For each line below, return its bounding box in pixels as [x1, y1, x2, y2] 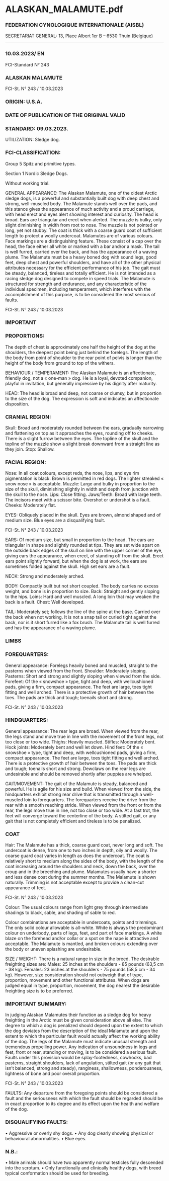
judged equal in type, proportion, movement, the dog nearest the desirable [5, 982, 160, 989]
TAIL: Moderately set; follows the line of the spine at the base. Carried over [5, 609, 161, 615]
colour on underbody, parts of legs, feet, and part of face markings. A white [5, 930, 162, 936]
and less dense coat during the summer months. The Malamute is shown [5, 874, 156, 880]
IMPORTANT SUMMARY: [5, 1000, 67, 1007]
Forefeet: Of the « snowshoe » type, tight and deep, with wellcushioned [5, 678, 153, 685]
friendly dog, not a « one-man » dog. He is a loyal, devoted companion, [5, 375, 153, 381]
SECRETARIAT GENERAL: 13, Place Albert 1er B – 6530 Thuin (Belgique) [5, 33, 153, 39]
